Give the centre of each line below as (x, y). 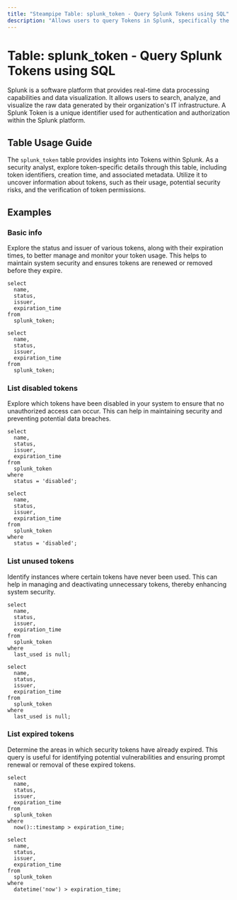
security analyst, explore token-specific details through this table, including (117, 167)
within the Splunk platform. (47, 121)
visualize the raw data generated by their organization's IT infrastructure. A (117, 105)
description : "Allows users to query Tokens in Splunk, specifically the (118, 21)
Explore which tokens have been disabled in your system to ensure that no (116, 404)
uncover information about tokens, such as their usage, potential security (114, 182)
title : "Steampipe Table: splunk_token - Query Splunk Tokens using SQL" (118, 14)
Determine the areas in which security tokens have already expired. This (112, 750)
